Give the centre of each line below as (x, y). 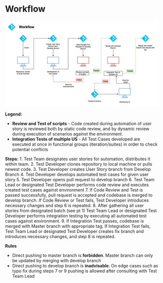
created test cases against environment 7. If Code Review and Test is (74, 190)
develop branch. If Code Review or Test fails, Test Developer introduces (77, 200)
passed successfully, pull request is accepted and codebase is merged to (79, 195)
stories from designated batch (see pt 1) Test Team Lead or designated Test (81, 211)
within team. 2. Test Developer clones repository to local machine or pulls (79, 164)
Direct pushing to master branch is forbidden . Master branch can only (82, 255)
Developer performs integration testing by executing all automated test (76, 216)
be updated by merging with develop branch (56, 261)
